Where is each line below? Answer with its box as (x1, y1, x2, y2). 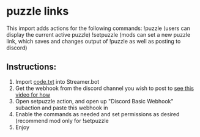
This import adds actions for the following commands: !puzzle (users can (6, 24, 191, 32)
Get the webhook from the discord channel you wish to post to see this (15, 84, 194, 92)
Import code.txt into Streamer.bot (15, 78, 100, 85)
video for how (15, 91, 51, 98)
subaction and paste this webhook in (15, 104, 108, 111)
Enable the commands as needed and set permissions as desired (15, 110, 180, 117)
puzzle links (6, 4, 69, 18)
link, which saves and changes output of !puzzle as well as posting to (6, 37, 181, 45)
